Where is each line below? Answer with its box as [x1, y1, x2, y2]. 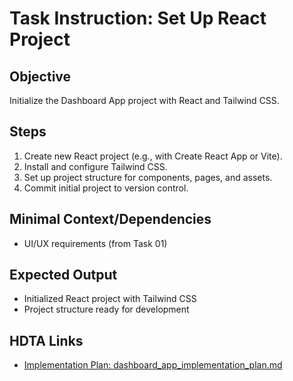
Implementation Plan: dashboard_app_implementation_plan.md [23, 359, 283, 371]
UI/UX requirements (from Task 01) [23, 237, 168, 249]
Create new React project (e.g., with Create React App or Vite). [23, 150, 283, 162]
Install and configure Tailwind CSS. [23, 160, 168, 172]
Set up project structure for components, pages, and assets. [23, 171, 273, 183]
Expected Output [9, 267, 118, 284]
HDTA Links [9, 332, 84, 349]
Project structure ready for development [23, 303, 190, 316]
